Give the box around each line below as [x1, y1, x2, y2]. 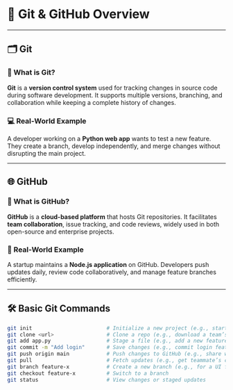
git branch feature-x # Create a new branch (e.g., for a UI [7, 363, 222, 371]
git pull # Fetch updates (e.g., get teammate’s [7, 357, 222, 364]
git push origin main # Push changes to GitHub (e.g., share [7, 350, 222, 357]
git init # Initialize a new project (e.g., [7, 325, 209, 332]
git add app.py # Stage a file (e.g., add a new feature [7, 337, 228, 345]
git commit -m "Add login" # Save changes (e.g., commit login [7, 344, 213, 351]
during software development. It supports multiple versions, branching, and [7, 90, 223, 99]
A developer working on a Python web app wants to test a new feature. [7, 134, 212, 143]
